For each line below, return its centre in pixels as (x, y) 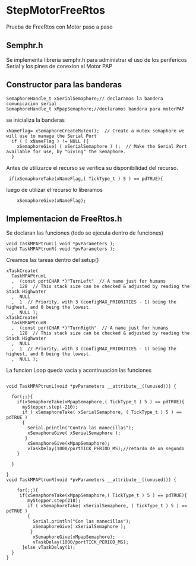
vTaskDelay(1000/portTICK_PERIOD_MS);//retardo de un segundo (106, 449)
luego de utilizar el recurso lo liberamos (54, 189)
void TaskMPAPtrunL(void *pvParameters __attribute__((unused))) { (91, 387)
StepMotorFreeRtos (56, 10)
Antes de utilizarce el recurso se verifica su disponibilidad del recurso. (92, 167)
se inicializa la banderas (36, 120)
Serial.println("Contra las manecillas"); (81, 428)
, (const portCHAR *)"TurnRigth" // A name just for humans (90, 328)
